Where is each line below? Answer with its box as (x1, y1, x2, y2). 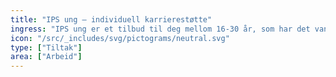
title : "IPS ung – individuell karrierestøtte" (10, 14, 213, 25)
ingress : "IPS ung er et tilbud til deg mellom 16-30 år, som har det (10, 24, 311, 34)
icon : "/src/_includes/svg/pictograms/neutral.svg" (10, 33, 230, 43)
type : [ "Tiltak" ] (10, 42, 83, 53)
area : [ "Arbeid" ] (10, 52, 83, 62)
